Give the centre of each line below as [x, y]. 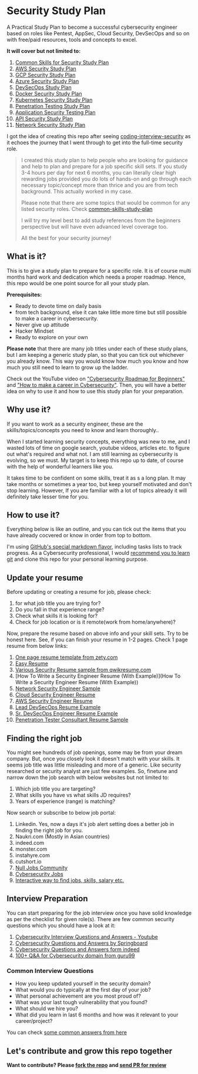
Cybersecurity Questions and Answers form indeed [77, 949]
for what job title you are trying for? [58, 603]
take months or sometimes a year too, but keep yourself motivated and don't [99, 484]
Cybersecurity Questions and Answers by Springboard [81, 943]
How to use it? [33, 515]
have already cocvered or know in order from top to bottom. [79, 536]
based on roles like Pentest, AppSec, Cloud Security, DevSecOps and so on [98, 33]
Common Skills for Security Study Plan [62, 62]
